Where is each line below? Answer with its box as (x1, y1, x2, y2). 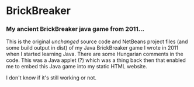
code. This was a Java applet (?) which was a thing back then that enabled (6, 57, 186, 64)
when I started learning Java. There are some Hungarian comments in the (6, 51, 183, 58)
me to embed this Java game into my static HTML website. (6, 63, 147, 70)
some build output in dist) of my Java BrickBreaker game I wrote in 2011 (6, 44, 179, 51)
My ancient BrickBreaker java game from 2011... (6, 25, 145, 33)
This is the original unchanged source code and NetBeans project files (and (6, 38, 188, 45)
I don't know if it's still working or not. (6, 74, 97, 81)
